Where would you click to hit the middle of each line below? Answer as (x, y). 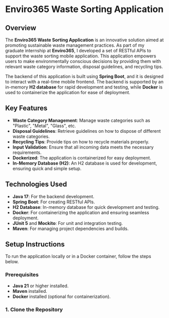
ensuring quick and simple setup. (47, 168)
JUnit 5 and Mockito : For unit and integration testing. (68, 223)
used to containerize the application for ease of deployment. (68, 92)
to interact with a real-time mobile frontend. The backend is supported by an (84, 82)
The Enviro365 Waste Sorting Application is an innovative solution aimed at (84, 40)
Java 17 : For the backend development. (53, 196)
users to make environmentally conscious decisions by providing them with (83, 61)
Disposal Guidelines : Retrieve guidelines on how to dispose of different (87, 131)
